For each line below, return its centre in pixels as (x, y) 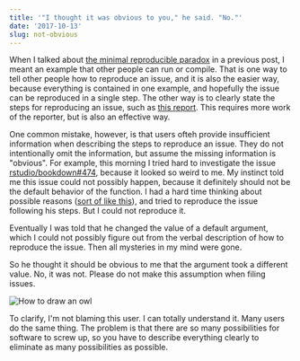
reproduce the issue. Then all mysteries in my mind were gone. (126, 247)
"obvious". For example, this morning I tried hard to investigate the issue (143, 163)
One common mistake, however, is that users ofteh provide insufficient (140, 135)
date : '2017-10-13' (46, 26)
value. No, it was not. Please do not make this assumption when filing (138, 274)
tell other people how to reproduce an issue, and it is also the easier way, (145, 79)
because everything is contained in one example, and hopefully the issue (145, 88)
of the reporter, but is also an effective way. (90, 117)
